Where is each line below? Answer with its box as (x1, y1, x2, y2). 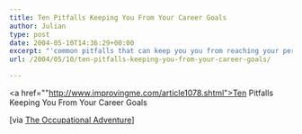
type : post (9, 30, 50, 39)
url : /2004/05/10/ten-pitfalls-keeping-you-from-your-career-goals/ (9, 55, 271, 64)
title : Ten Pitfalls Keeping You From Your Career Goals (9, 13, 227, 22)
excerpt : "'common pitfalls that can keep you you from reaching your (9, 47, 280, 56)
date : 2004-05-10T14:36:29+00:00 (9, 38, 135, 48)
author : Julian (9, 22, 67, 31)
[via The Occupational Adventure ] (9, 114, 135, 125)
